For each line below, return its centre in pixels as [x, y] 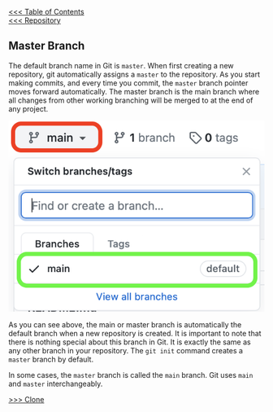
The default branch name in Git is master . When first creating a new [121, 65]
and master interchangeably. [56, 384]
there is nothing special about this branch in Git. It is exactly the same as [130, 342]
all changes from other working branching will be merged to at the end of [131, 100]
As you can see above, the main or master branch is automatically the [125, 324]
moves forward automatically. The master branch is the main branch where [134, 91]
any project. [28, 108]
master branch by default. [51, 359]
